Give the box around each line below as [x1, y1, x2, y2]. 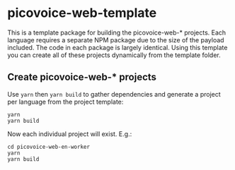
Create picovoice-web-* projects [7, 71, 157, 83]
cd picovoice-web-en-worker [7, 143, 91, 150]
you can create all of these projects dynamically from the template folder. [7, 51, 221, 59]
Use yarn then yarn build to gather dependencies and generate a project [7, 90, 221, 98]
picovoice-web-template [7, 5, 157, 21]
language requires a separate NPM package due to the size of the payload [7, 35, 224, 44]
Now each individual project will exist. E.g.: [7, 129, 132, 138]
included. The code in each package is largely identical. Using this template [7, 43, 228, 51]
